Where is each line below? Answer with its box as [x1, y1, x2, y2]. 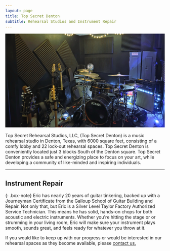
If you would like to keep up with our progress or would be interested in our [5, 235, 162, 241]
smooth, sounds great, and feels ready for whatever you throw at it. [5, 225, 146, 231]
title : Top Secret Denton [5, 13, 60, 19]
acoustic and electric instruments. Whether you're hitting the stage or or [5, 214, 156, 220]
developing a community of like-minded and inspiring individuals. [5, 160, 142, 166]
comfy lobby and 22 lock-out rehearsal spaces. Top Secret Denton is [5, 143, 149, 149]
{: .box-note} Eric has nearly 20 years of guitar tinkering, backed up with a [5, 193, 160, 198]
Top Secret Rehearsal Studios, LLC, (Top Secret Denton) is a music [5, 133, 145, 139]
